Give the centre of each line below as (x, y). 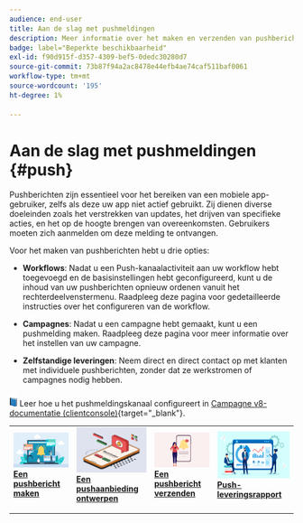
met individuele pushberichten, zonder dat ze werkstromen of (137, 370)
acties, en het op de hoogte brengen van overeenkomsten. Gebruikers (140, 224)
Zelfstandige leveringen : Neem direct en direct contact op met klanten (155, 360)
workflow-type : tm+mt (50, 77)
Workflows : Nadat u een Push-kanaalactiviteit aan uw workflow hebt (151, 268)
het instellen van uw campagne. (82, 343)
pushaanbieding (107, 489)
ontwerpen (97, 499)
